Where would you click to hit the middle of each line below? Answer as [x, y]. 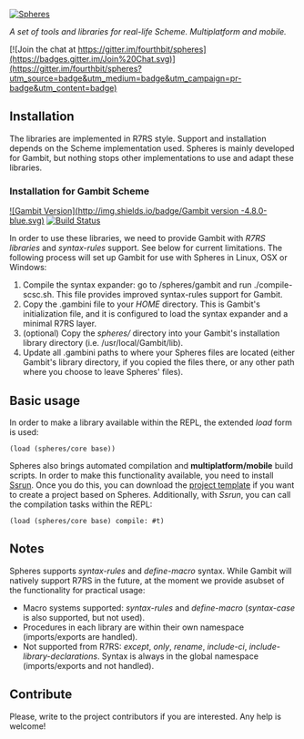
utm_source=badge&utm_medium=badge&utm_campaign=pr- [126, 78]
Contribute [41, 695]
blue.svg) [27, 221]
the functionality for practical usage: [77, 590]
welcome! [28, 726]
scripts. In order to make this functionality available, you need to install [142, 475]
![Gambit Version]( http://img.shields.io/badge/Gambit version [124, 211]
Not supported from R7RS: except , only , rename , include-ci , [135, 646]
